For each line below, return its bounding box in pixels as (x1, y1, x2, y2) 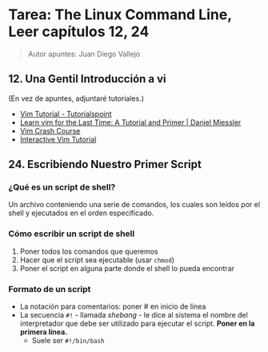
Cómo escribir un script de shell (8, 228, 135, 239)
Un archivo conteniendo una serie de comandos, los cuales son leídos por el (8, 200, 261, 210)
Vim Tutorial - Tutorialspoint (19, 109, 112, 118)
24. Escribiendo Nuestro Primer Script (8, 158, 202, 171)
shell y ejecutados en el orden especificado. (8, 208, 154, 218)
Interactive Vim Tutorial (19, 134, 97, 144)
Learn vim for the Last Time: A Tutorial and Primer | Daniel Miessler (19, 118, 242, 127)
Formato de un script (8, 283, 91, 294)
